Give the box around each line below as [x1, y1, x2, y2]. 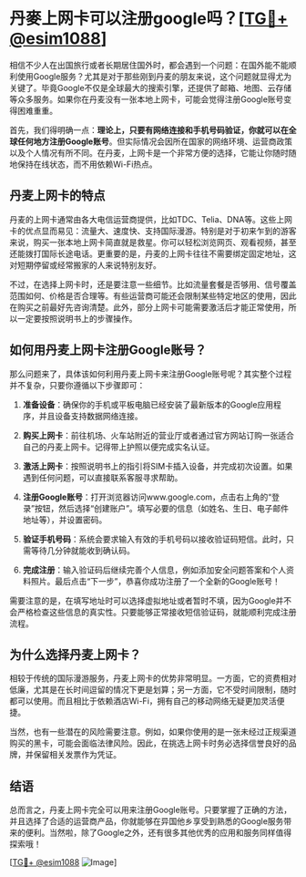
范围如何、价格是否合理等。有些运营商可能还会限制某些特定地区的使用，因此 [9, 290, 297, 301]
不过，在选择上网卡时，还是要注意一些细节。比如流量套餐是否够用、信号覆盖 [9, 279, 297, 290]
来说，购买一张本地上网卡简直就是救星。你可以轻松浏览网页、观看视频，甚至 [9, 236, 297, 247]
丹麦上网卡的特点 [9, 188, 106, 203]
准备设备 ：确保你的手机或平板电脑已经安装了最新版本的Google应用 [22, 398, 274, 410]
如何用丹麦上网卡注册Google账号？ [9, 343, 207, 358]
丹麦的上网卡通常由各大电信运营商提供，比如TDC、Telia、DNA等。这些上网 [9, 213, 293, 224]
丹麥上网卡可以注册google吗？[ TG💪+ [9, 8, 289, 29]
